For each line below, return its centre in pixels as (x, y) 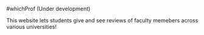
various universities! (31, 27)
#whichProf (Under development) (48, 9)
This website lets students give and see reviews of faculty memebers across (102, 20)
